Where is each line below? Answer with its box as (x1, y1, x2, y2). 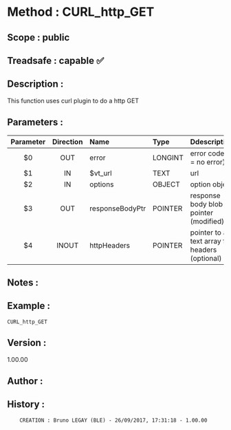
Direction (52, 137, 83, 147)
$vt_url (89, 168, 112, 178)
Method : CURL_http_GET (7, 4, 155, 20)
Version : (7, 337, 47, 349)
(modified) (190, 216, 225, 226)
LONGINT (152, 153, 184, 162)
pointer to (190, 228, 222, 237)
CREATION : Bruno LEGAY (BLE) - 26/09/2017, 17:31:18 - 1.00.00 (19, 417, 208, 424)
